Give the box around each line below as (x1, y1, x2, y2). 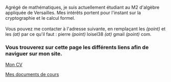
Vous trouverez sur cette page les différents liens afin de (5, 44, 149, 51)
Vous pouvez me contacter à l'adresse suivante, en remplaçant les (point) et (5, 26, 166, 32)
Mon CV (5, 62, 23, 68)
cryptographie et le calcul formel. (5, 15, 76, 21)
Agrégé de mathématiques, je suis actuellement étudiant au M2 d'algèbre (5, 5, 160, 10)
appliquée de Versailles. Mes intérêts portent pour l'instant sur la (5, 10, 141, 16)
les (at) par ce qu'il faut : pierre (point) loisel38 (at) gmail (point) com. (5, 31, 152, 37)
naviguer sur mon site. (5, 50, 62, 57)
